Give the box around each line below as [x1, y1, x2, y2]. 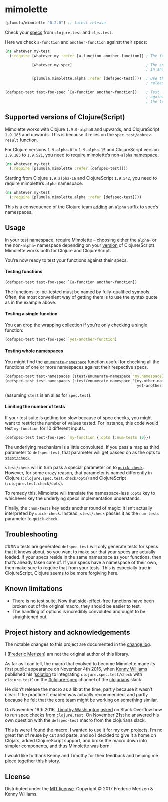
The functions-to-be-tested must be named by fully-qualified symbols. [5, 289, 151, 295]
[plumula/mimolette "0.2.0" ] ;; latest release [5, 20, 106, 25]
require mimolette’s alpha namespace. [5, 180, 83, 186]
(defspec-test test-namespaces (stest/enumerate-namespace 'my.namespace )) [5, 374, 166, 379]
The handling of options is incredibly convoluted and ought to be [12, 608, 146, 614]
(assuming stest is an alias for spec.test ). [5, 392, 92, 398]
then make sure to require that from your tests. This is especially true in [5, 564, 152, 571]
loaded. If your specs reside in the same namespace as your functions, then [5, 554, 161, 560]
